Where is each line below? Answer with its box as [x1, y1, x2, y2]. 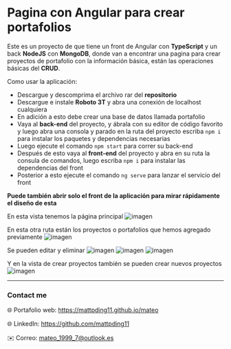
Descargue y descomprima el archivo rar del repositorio [16, 91, 177, 99]
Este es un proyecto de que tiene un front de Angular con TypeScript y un [7, 42, 218, 50]
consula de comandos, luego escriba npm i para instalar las [16, 156, 186, 164]
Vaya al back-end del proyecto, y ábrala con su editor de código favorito [16, 120, 223, 128]
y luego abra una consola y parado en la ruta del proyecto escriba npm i [16, 127, 221, 135]
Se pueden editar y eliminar [7, 246, 85, 254]
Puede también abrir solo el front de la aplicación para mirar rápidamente [7, 191, 220, 200]
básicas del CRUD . [7, 64, 60, 72]
